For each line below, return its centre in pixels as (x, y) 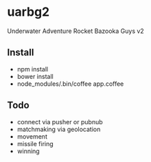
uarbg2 (28, 12)
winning (28, 151)
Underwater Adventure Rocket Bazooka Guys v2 (75, 31)
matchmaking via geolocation (59, 129)
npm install (33, 69)
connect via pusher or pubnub (60, 121)
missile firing (35, 143)
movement (32, 136)
